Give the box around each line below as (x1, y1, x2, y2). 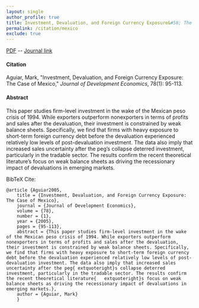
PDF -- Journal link (6, 47, 53, 54)
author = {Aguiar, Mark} (17, 291, 78, 297)
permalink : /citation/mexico (6, 25, 78, 32)
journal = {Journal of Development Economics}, (17, 203, 136, 209)
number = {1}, (17, 213, 52, 219)
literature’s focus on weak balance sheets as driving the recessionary (6, 158, 175, 165)
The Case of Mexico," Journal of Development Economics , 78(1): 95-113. (6, 80, 183, 87)
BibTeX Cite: (6, 175, 36, 183)
